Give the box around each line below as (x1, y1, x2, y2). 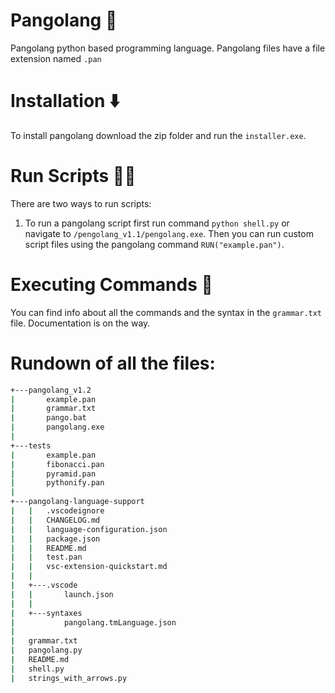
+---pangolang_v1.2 (10, 385, 92, 395)
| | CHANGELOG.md (10, 515, 101, 525)
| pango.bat (10, 413, 87, 423)
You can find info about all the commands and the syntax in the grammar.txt (10, 306, 323, 318)
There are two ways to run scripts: (10, 197, 152, 209)
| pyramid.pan (10, 469, 97, 479)
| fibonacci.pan (10, 459, 105, 469)
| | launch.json (10, 589, 114, 599)
